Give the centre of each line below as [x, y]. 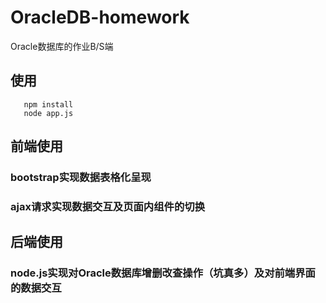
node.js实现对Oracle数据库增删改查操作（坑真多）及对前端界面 [163, 273]
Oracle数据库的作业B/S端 [62, 46]
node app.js [48, 113]
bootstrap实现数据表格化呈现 [81, 178]
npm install [48, 104]
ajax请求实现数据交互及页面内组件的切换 [108, 206]
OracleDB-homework [100, 17]
